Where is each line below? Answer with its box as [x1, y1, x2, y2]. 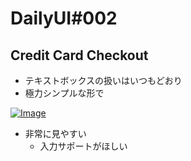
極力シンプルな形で [24, 87, 105, 99]
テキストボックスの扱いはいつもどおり [24, 75, 183, 86]
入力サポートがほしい [39, 140, 128, 152]
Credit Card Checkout [10, 47, 149, 64]
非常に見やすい [24, 128, 87, 139]
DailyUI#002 [10, 7, 118, 30]
